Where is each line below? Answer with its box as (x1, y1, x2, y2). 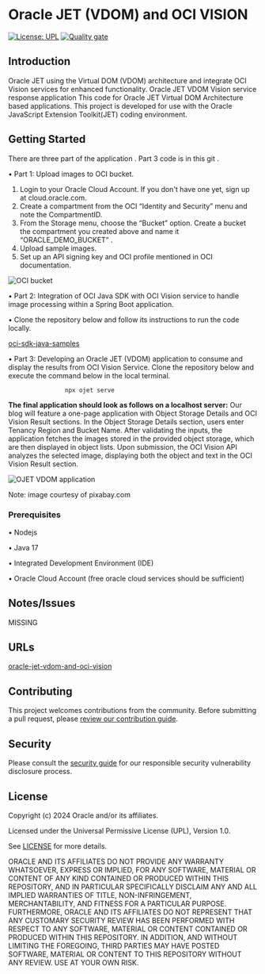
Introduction (8, 55, 71, 68)
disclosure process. (8, 767, 73, 777)
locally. (8, 323, 32, 332)
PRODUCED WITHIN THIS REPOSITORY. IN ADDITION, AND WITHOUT (8, 932, 238, 941)
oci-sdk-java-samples (8, 339, 80, 348)
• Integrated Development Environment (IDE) (8, 558, 154, 568)
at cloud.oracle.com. (19, 193, 87, 202)
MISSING (8, 617, 38, 627)
